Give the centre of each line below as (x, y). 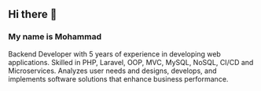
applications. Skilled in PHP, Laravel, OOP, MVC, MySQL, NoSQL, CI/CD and (131, 62)
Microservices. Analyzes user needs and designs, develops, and (112, 71)
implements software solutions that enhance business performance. (118, 78)
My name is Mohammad (55, 37)
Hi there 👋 (33, 15)
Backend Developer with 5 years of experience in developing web (115, 54)
